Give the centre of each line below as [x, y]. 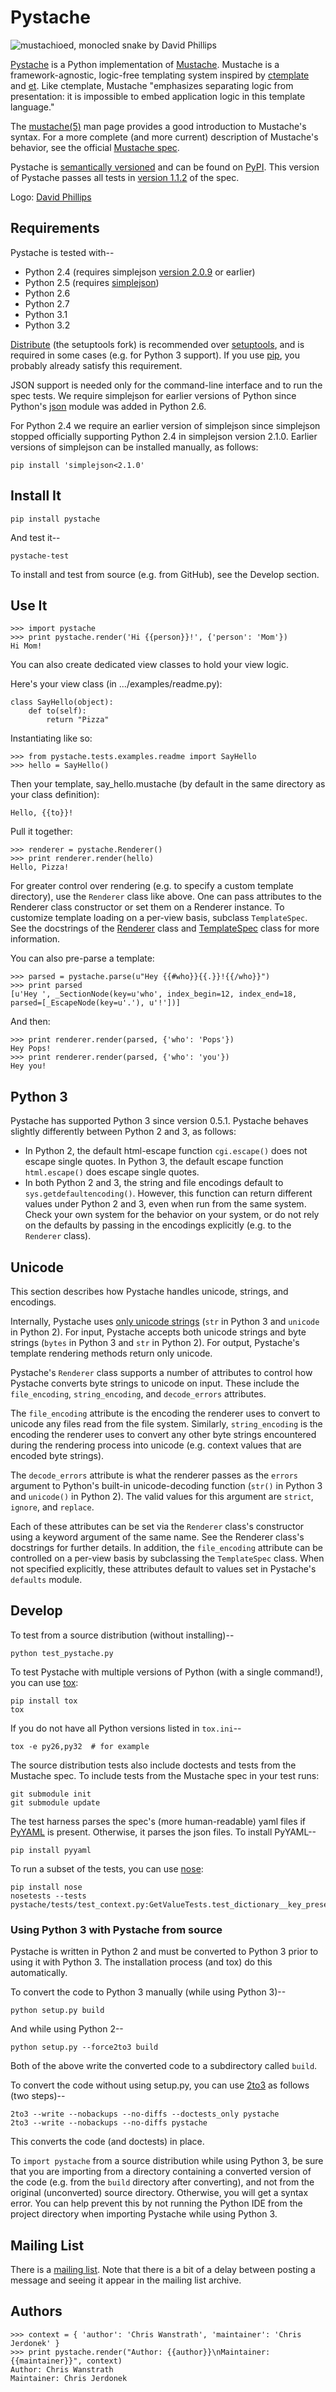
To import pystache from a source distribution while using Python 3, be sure [167, 2161]
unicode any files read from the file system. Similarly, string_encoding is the [166, 1424]
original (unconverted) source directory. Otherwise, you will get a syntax [159, 2193]
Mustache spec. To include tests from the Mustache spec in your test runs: [165, 1775]
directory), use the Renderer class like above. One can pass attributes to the [166, 897]
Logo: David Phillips [51, 197]
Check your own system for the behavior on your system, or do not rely [172, 1215]
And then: [30, 1022]
